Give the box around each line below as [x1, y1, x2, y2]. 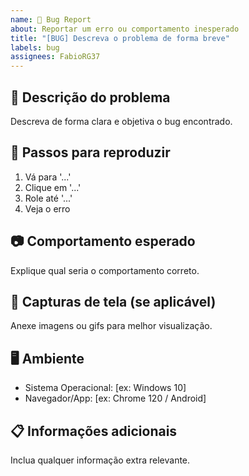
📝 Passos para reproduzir [10, 144, 171, 161]
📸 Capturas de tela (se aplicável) [10, 293, 217, 310]
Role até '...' [24, 192, 73, 204]
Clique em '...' [24, 181, 82, 193]
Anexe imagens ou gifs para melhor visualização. [10, 320, 213, 332]
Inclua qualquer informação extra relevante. [10, 454, 191, 466]
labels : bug [10, 42, 60, 53]
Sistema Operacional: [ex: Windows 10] [24, 382, 187, 394]
